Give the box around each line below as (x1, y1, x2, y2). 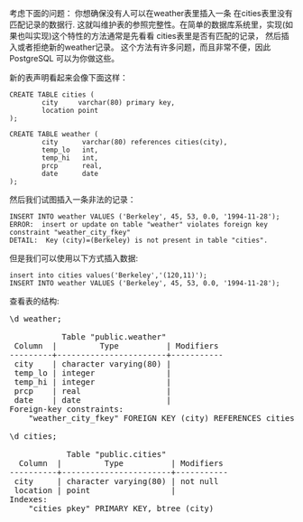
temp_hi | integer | (14, 378, 171, 387)
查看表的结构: (9, 296, 60, 306)
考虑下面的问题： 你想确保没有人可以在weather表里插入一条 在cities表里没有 (9, 8, 293, 18)
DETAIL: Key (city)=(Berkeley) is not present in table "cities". (9, 236, 269, 245)
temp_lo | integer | (14, 368, 171, 378)
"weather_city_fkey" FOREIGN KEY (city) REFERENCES (28, 414, 262, 423)
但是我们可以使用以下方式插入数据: (9, 253, 139, 264)
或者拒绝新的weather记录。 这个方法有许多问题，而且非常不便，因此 (16, 42, 271, 52)
